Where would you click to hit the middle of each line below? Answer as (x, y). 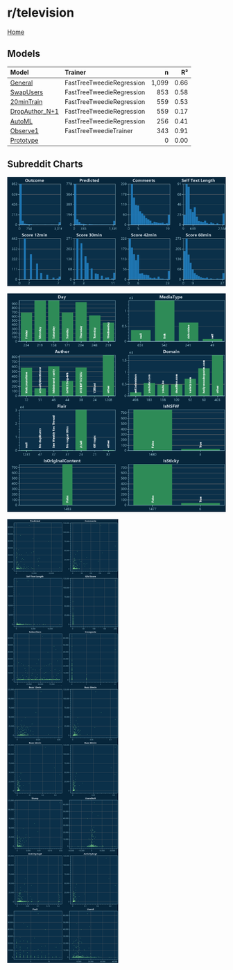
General (21, 83)
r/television (41, 13)
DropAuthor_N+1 (34, 112)
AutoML (21, 121)
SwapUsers (27, 92)
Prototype (24, 140)
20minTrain (26, 102)
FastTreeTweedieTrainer (99, 130)
